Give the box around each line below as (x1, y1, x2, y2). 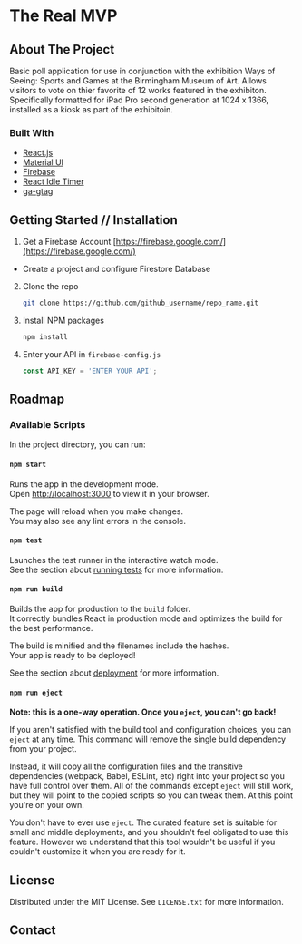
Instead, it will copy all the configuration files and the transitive (9, 761, 243, 772)
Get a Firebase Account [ (22, 237, 116, 248)
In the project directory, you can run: (9, 439, 146, 450)
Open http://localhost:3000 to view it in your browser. (9, 488, 210, 499)
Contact (9, 922, 56, 939)
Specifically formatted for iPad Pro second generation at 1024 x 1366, (9, 94, 269, 105)
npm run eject (9, 688, 63, 697)
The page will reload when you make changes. (9, 505, 184, 517)
